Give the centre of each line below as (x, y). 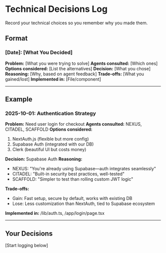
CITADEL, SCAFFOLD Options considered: (49, 129)
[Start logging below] (27, 246)
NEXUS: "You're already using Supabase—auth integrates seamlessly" (84, 169)
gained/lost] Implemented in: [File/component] (53, 79)
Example (19, 99)
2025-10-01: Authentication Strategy (51, 113)
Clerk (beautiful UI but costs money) (49, 150)
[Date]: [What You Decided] (39, 52)
